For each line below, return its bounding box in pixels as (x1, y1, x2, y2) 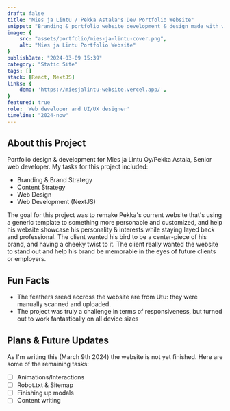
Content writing (16, 397, 62, 405)
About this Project (7, 138, 86, 149)
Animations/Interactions (16, 373, 85, 382)
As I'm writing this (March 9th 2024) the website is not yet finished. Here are (7, 353, 223, 361)
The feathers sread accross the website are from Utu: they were (16, 292, 199, 301)
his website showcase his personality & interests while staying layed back (7, 225, 215, 234)
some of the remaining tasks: (7, 360, 89, 369)
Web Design (16, 190, 52, 199)
